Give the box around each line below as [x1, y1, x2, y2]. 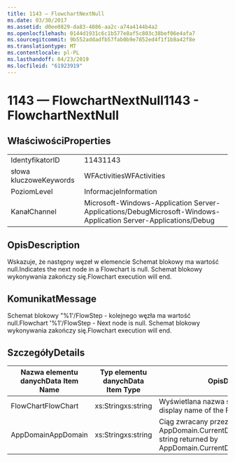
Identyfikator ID [10, 155, 60, 164]
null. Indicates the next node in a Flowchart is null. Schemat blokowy [7, 265, 203, 274]
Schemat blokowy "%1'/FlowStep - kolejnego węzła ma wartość [7, 311, 191, 320]
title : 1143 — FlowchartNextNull [7, 10, 105, 17]
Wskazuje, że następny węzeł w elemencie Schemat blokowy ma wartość [7, 258, 219, 266]
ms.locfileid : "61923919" [7, 62, 83, 69]
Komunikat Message [7, 293, 97, 304]
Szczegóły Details [7, 346, 85, 358]
